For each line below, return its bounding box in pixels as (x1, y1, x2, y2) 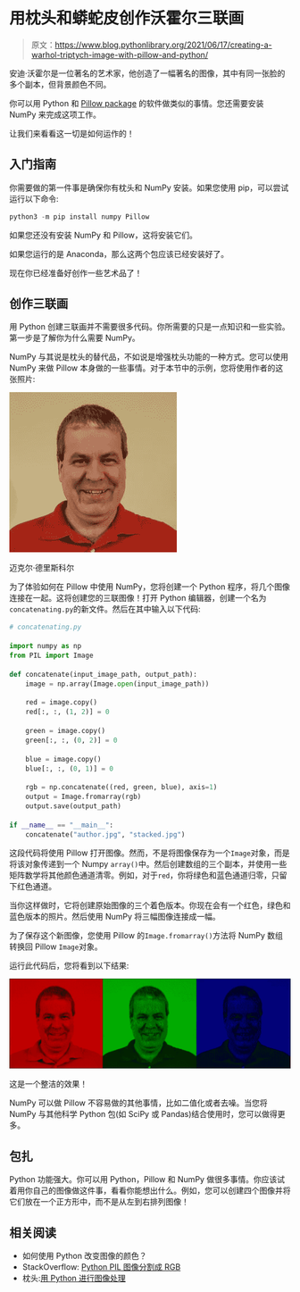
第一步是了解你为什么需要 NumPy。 (9, 332, 140, 344)
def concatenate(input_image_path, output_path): (9, 670, 198, 679)
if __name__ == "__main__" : (9, 821, 114, 829)
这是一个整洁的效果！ (9, 1079, 87, 1089)
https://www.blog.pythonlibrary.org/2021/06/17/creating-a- (54, 39, 272, 50)
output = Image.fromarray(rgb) (25, 792, 142, 802)
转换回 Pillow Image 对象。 (9, 941, 103, 952)
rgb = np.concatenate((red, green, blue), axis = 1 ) (25, 783, 218, 792)
